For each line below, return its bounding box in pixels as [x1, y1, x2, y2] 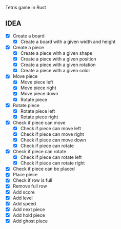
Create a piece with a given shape [20, 50, 93, 56]
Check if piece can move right [20, 131, 85, 137]
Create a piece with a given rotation [20, 61, 96, 68]
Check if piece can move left [20, 125, 81, 131]
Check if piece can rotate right [20, 160, 85, 166]
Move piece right [20, 85, 56, 91]
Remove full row [12, 183, 47, 189]
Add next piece [12, 206, 45, 212]
